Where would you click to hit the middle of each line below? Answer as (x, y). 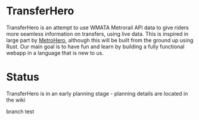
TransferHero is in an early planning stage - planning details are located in (97, 93)
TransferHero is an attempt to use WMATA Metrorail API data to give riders (97, 27)
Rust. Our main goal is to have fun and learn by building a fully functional (95, 47)
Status (23, 77)
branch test (20, 111)
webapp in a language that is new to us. (55, 53)
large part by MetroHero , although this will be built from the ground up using (100, 40)
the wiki (16, 100)
